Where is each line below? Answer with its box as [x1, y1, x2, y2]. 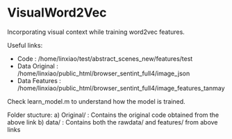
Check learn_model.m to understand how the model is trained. [7, 97, 185, 105]
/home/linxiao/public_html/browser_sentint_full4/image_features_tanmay [17, 84, 225, 92]
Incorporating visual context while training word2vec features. [7, 28, 185, 36]
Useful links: [7, 41, 43, 49]
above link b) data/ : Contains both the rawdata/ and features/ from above [7, 118, 218, 126]
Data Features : [17, 76, 61, 84]
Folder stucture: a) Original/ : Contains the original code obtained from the [7, 111, 219, 119]
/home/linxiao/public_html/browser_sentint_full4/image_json [17, 69, 190, 77]
